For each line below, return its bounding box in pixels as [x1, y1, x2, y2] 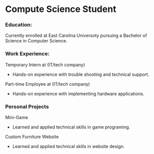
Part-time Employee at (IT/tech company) [5, 81, 90, 87]
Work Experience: [5, 50, 50, 57]
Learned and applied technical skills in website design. [12, 144, 125, 150]
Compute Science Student [5, 3, 117, 15]
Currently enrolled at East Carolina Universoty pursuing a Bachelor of [5, 32, 147, 38]
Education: [5, 21, 32, 28]
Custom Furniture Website [5, 134, 59, 140]
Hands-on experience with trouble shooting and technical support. [12, 71, 150, 77]
